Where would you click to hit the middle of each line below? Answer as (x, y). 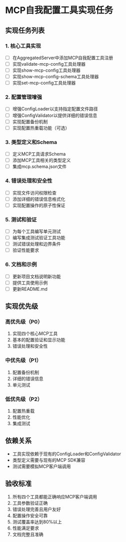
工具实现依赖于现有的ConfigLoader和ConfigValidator (67, 454)
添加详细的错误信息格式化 (39, 199)
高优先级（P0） (24, 322)
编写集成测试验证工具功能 (39, 238)
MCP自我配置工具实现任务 (59, 10)
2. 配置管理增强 (24, 97)
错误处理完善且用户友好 (36, 509)
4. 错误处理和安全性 (29, 181)
